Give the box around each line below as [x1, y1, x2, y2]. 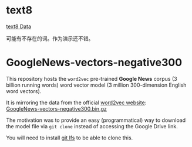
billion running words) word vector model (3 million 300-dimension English [6, 81, 187, 88]
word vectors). [6, 87, 42, 94]
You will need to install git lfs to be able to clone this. [6, 134, 133, 141]
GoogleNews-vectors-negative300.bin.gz [6, 105, 107, 112]
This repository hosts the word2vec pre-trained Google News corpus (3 [6, 75, 177, 82]
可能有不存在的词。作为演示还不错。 [6, 35, 94, 42]
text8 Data [6, 23, 31, 30]
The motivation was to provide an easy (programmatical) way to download [6, 117, 186, 124]
